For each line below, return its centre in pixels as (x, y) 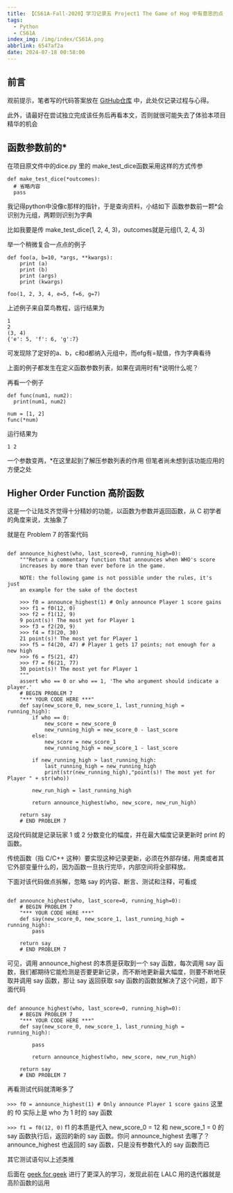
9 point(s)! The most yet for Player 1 (77, 621)
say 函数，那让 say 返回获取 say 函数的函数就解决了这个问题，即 (125, 981)
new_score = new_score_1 (80, 742)
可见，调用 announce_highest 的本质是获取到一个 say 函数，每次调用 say (112, 963)
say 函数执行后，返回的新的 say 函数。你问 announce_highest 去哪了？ (109, 1136)
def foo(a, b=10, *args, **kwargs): (60, 258)
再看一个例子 (25, 382)
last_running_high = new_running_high (100, 767)
